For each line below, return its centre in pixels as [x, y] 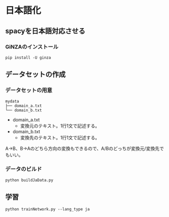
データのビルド [24, 169]
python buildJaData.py [29, 180]
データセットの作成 [35, 75]
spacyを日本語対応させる [45, 31]
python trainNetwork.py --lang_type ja [48, 209]
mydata [12, 101]
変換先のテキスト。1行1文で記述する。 [60, 137]
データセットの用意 [29, 90]
